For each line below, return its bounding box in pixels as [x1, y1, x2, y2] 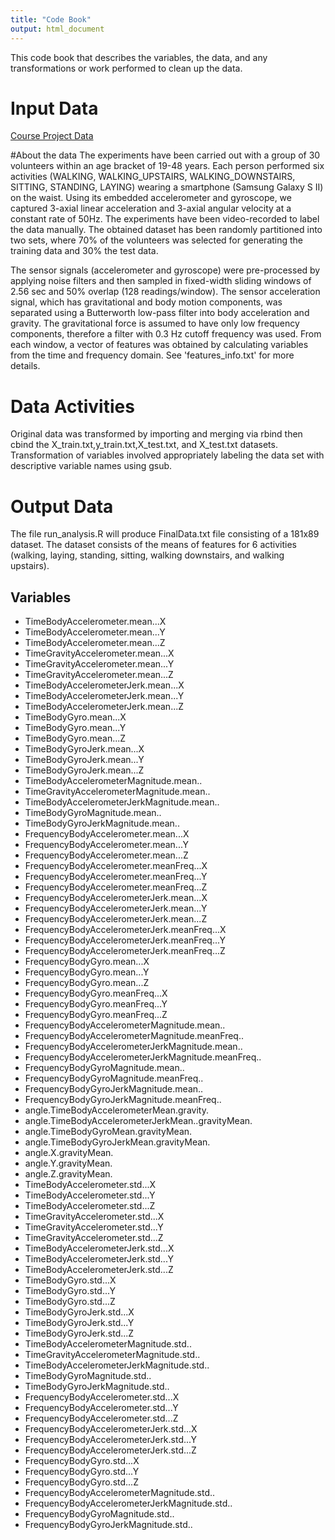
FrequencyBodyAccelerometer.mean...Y [24, 839, 189, 851]
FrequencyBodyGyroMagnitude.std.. [24, 1508, 175, 1520]
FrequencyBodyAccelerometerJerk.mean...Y [24, 902, 208, 915]
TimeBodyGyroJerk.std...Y [24, 1317, 135, 1329]
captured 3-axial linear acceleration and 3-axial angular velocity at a [10, 202, 292, 215]
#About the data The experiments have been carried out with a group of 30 [10, 149, 321, 161]
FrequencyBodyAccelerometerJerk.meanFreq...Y [24, 934, 227, 946]
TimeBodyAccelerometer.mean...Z [24, 637, 166, 649]
